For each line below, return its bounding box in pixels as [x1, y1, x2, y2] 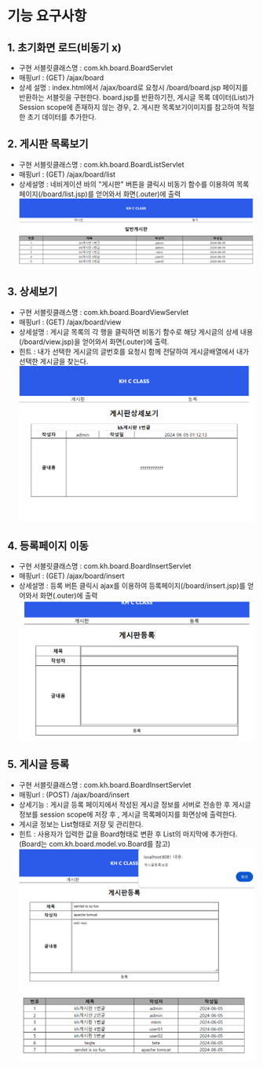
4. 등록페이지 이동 [7, 539, 89, 552]
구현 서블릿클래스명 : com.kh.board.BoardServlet [18, 64, 174, 72]
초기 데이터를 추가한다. [27, 112, 97, 122]
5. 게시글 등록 [7, 758, 70, 771]
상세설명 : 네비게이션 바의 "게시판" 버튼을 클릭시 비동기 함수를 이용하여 [18, 179, 235, 188]
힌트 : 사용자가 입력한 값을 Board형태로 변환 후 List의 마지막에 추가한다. [18, 829, 238, 839]
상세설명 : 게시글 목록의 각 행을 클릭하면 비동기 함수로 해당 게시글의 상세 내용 [18, 327, 254, 336]
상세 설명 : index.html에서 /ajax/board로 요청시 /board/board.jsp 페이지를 [18, 83, 249, 92]
